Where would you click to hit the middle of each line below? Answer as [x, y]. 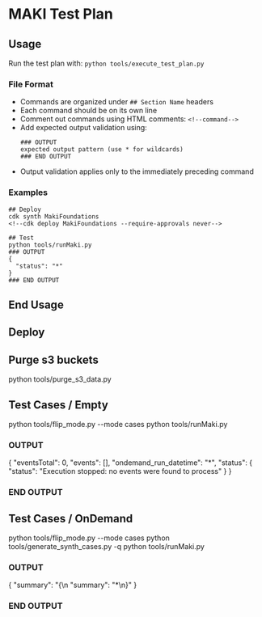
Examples [28, 192]
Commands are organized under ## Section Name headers [117, 102]
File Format [31, 84]
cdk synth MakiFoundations [54, 216]
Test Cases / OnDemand [71, 518]
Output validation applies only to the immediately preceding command [137, 171]
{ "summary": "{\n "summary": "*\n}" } [73, 585]
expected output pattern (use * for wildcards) [101, 150]
